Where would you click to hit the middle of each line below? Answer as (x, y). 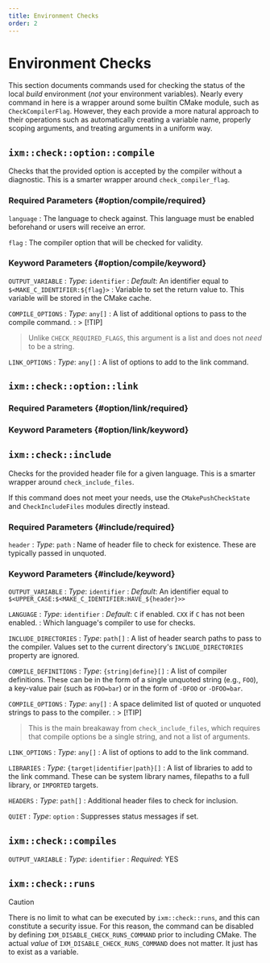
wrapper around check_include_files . (71, 481)
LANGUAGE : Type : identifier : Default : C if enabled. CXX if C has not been (127, 615)
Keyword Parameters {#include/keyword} (92, 574)
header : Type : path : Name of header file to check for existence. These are (132, 544)
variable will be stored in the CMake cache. (80, 298)
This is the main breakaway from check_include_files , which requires (144, 728)
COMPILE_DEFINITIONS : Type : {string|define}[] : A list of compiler (118, 671)
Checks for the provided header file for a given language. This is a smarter (132, 473)
